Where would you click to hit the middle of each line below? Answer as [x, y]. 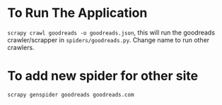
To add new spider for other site [103, 76]
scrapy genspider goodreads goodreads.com [71, 94]
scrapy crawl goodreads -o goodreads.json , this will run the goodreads [111, 32]
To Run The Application [77, 13]
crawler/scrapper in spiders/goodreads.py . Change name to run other [109, 39]
